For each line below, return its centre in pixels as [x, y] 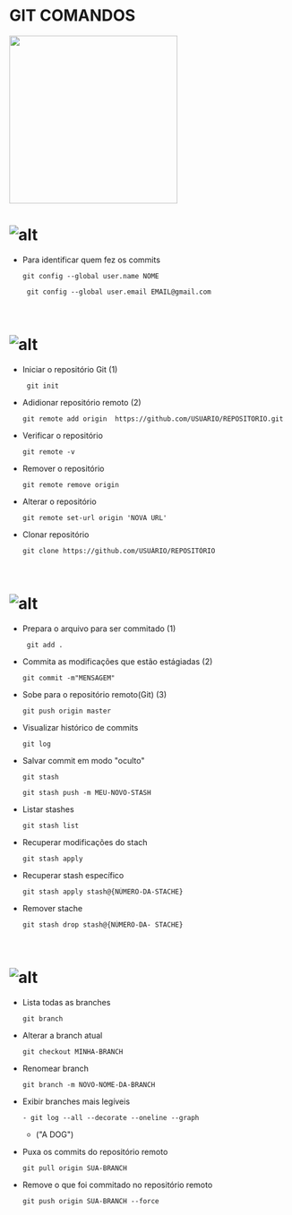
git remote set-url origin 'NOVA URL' [94, 518]
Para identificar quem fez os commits [91, 260]
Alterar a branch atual [62, 1035]
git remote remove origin [70, 484]
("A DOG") [55, 1134]
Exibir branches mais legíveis [76, 1101]
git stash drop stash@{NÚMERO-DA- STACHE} [103, 924]
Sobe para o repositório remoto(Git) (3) [94, 694]
